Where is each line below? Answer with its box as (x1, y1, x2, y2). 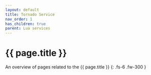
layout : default (5, 7, 39, 12)
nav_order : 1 (5, 16, 33, 21)
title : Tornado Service (5, 12, 55, 17)
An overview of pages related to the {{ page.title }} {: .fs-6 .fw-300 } (5, 64, 146, 70)
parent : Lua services (5, 26, 51, 31)
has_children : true (5, 21, 46, 26)
